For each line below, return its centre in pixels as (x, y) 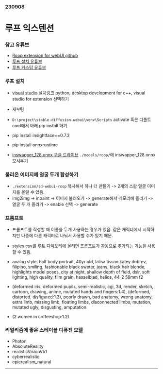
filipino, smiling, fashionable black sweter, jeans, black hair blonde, (79, 267)
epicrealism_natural (32, 362)
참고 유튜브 (17, 45)
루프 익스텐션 (30, 28)
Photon (19, 341)
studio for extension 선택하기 (41, 99)
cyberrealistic (26, 357)
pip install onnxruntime (35, 145)
